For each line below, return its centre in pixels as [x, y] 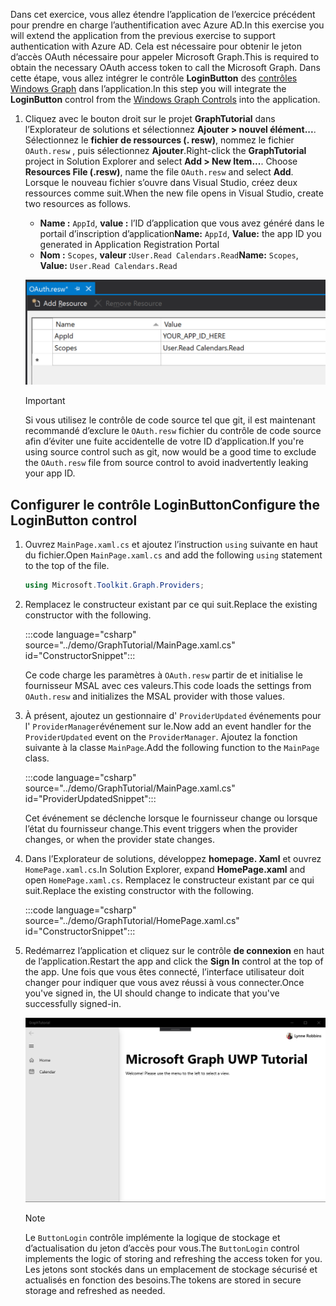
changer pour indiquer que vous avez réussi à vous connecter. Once [164, 983]
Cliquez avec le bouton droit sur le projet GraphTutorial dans [150, 118]
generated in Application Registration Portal [129, 244]
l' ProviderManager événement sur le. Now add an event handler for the [168, 726]
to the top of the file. [67, 566]
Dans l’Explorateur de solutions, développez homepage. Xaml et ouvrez [173, 859]
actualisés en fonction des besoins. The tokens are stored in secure [163, 1280]
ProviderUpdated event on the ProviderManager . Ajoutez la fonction [161, 737]
